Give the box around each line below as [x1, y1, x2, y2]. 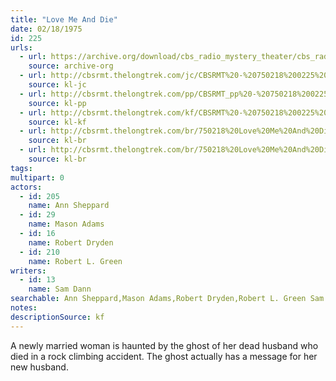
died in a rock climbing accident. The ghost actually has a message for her [10, 350, 318, 362]
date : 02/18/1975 [10, 24, 83, 34]
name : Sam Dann [28, 284, 92, 295]
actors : [10, 182, 43, 192]
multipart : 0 [10, 172, 65, 183]
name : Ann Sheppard [28, 201, 110, 211]
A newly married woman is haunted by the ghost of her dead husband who [10, 339, 319, 351]
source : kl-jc [28, 80, 87, 90]
